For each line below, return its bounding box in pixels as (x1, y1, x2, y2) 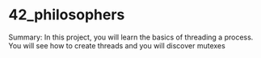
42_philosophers (8, 6, 125, 24)
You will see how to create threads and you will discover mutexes (8, 40, 226, 50)
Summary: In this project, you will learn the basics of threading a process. (8, 32, 254, 42)
